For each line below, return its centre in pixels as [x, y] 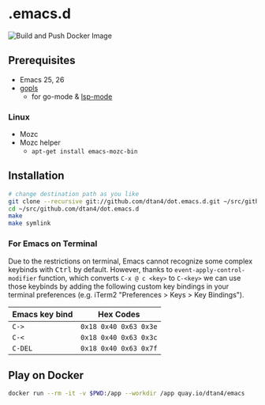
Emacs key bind [43, 314]
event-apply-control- [210, 270]
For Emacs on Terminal [53, 244]
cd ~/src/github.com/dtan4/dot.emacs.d [74, 209]
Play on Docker [46, 375]
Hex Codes [119, 314]
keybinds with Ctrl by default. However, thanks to [91, 269]
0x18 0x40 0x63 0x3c [119, 337]
